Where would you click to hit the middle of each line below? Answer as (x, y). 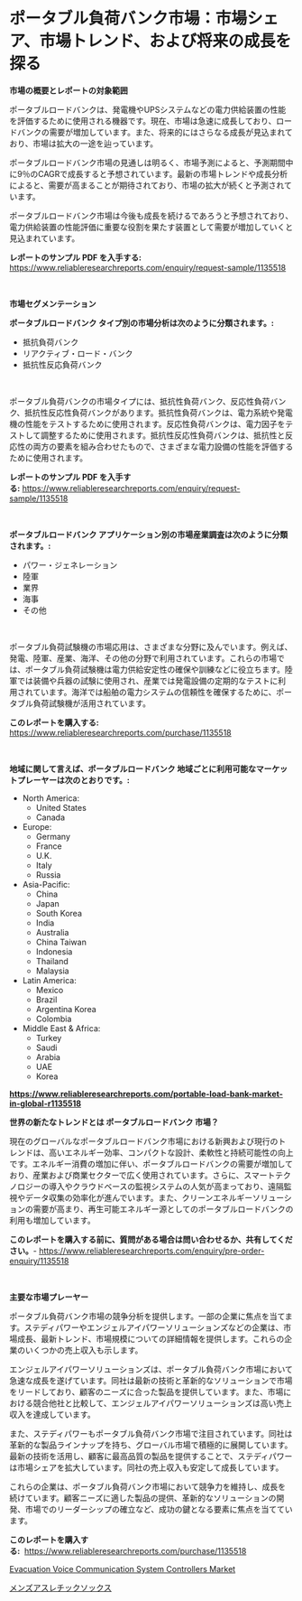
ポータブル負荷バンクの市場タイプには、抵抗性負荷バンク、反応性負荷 (140, 401)
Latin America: (49, 980)
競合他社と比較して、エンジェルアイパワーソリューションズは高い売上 (163, 1403)
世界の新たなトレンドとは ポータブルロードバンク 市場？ (114, 1122)
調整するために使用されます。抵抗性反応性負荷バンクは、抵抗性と (163, 435)
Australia (52, 932)
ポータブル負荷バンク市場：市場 (128, 19)
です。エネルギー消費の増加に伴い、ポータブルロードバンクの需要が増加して (151, 1164)
